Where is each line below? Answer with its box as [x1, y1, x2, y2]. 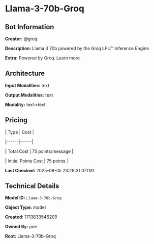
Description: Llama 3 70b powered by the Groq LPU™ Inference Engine [5, 46, 149, 51]
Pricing [5, 116, 28, 124]
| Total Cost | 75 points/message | [5, 148, 74, 154]
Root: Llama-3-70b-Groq [5, 233, 56, 239]
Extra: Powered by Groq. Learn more [5, 55, 80, 61]
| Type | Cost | [5, 129, 34, 135]
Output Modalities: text [5, 92, 53, 98]
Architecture [5, 69, 45, 78]
